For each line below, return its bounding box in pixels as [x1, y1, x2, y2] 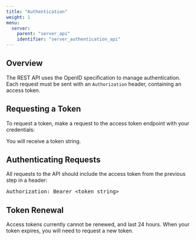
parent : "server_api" [17, 31, 70, 37]
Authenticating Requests [6, 155, 101, 165]
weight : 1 [6, 14, 31, 20]
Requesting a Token [6, 104, 81, 114]
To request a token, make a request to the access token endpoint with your [6, 119, 189, 127]
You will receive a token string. [6, 137, 81, 144]
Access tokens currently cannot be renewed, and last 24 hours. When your [6, 221, 190, 228]
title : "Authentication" [6, 8, 68, 15]
